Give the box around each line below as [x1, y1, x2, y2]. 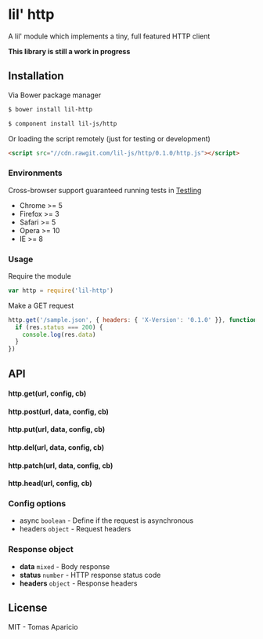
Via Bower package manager [8, 90, 102, 100]
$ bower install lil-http [8, 105, 92, 113]
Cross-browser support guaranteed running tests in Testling [8, 185, 202, 195]
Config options [8, 498, 67, 509]
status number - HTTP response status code [19, 570, 161, 579]
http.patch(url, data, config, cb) [8, 461, 113, 470]
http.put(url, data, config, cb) [8, 425, 106, 434]
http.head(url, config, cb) [8, 479, 92, 488]
